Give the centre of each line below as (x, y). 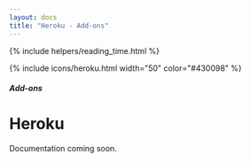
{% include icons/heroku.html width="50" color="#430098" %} (125, 68)
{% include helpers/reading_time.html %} (84, 50)
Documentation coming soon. (63, 149)
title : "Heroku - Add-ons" (59, 26)
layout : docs (33, 17)
